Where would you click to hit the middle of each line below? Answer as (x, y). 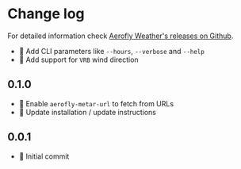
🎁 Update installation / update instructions (87, 112)
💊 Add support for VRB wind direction (79, 60)
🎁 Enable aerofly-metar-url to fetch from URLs (96, 103)
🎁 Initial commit (44, 156)
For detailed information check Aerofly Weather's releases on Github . (120, 36)
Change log (46, 14)
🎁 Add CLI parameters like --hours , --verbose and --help (112, 51)
